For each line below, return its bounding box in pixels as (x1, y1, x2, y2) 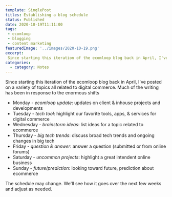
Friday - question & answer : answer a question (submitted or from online (12, 143, 166, 149)
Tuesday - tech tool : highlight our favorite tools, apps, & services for (12, 111, 157, 117)
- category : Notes (10, 65, 50, 70)
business (12, 160, 32, 166)
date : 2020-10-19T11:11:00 (5, 22, 63, 27)
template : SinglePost (5, 7, 52, 13)
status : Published (5, 17, 45, 22)
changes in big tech (12, 138, 55, 144)
